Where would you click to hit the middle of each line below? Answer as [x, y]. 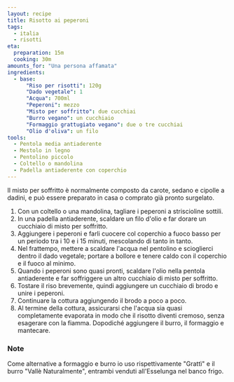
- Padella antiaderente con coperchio [70, 170]
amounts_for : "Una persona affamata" [62, 66]
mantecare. [34, 330]
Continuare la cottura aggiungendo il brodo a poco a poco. [102, 300]
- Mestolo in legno [42, 151]
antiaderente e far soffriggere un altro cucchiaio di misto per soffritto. [118, 278]
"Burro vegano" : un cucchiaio [70, 118]
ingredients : [26, 72]
